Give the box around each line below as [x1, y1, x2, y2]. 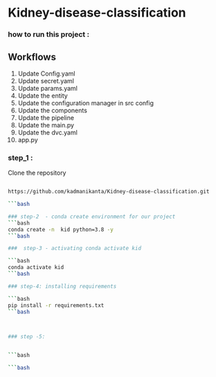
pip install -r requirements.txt [8, 301, 105, 309]
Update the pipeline [17, 113, 75, 122]
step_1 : [8, 152, 33, 162]
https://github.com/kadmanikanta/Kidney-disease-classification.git [8, 188, 210, 195]
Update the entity [17, 91, 68, 100]
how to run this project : [8, 30, 89, 40]
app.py [17, 135, 39, 143]
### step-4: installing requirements [8, 283, 117, 290]
